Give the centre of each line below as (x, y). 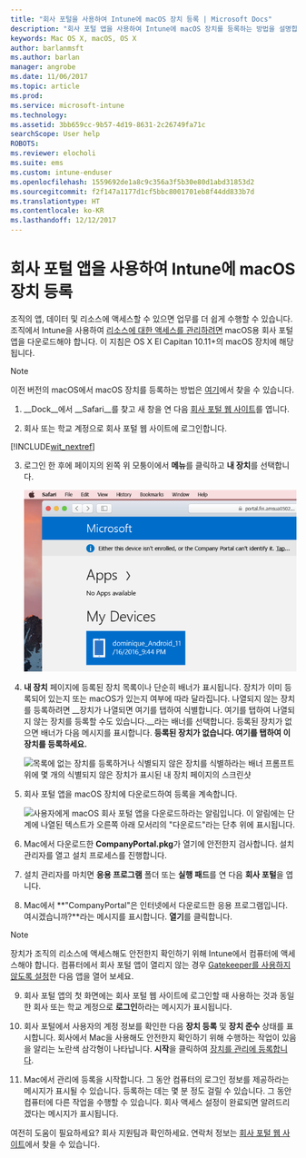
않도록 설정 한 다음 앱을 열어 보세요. (72, 976)
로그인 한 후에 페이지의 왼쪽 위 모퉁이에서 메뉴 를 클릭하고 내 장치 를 (141, 465)
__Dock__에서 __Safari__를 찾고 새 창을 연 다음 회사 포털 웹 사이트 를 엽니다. (156, 409)
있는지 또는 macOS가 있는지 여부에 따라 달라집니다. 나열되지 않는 (163, 698)
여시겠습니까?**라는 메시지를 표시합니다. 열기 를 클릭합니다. (128, 916)
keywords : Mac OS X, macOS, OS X (74, 38)
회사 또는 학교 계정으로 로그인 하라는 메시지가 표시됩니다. (133, 1007)
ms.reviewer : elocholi (53, 153)
